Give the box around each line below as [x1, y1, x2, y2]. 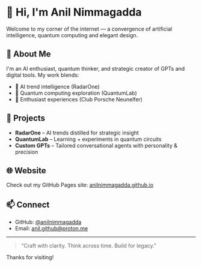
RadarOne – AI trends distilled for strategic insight [14, 129, 139, 136]
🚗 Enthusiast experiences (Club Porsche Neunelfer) [14, 95, 143, 103]
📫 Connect [6, 199, 50, 209]
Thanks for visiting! [6, 254, 54, 261]
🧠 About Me [6, 49, 51, 59]
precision [14, 148, 38, 155]
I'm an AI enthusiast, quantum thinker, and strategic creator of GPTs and [6, 65, 185, 72]
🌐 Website [6, 165, 46, 176]
